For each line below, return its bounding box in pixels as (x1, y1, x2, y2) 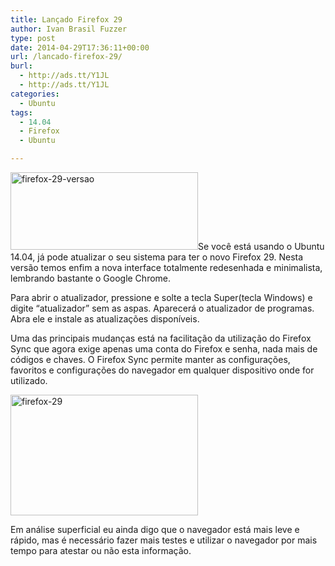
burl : (10, 61, 33, 71)
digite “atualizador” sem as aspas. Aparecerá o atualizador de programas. (10, 302, 315, 314)
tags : (10, 107, 33, 118)
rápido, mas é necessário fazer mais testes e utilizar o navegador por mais (10, 534, 318, 546)
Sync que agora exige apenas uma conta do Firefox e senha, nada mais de (10, 343, 318, 355)
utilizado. (10, 375, 48, 386)
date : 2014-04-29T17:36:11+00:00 (10, 42, 150, 53)
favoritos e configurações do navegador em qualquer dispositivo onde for (10, 364, 315, 376)
